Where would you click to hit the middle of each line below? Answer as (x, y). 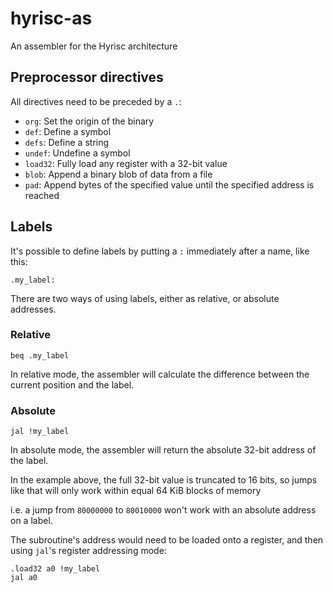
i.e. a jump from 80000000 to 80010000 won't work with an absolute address (163, 510)
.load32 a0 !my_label (55, 569)
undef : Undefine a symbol (77, 153)
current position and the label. (72, 384)
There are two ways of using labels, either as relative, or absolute (145, 298)
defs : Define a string (67, 142)
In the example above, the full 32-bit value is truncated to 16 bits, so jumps (164, 480)
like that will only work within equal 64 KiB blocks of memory (136, 491)
